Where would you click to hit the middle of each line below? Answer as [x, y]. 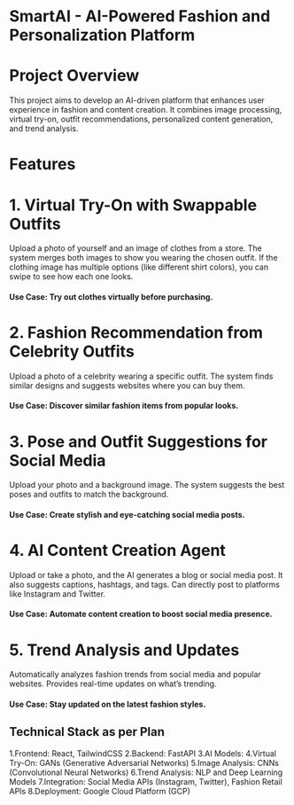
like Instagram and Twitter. [58, 594]
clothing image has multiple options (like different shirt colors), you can [139, 267]
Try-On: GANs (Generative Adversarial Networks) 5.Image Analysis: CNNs [144, 762]
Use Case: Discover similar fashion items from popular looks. [124, 406]
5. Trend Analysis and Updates [124, 650]
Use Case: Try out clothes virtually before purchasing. [111, 297]
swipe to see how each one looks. [71, 277]
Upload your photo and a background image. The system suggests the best [147, 485]
